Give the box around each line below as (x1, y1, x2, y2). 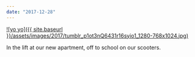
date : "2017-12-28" (6, 8, 56, 15)
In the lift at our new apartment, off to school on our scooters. (6, 44, 161, 51)
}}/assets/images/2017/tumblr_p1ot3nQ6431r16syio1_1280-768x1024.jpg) (6, 32, 189, 39)
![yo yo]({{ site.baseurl (6, 25, 63, 33)
